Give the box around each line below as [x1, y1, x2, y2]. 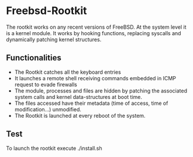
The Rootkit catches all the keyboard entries [14, 69, 121, 76]
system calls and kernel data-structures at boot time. [14, 93, 142, 100]
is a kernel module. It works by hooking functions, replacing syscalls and [6, 29, 181, 36]
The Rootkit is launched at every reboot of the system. [14, 112, 146, 119]
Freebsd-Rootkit [6, 4, 87, 18]
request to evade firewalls [14, 81, 77, 88]
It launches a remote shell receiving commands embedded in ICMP [14, 74, 177, 81]
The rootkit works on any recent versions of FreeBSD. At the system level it [6, 23, 187, 30]
